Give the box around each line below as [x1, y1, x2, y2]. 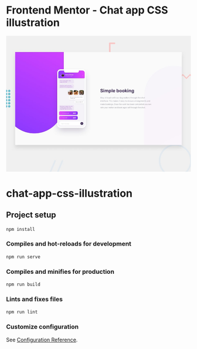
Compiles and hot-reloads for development [6, 240, 132, 248]
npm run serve [6, 254, 41, 260]
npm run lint [6, 309, 38, 315]
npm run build [6, 281, 41, 288]
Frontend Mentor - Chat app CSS [6, 4, 168, 17]
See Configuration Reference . [6, 336, 78, 343]
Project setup [6, 210, 57, 220]
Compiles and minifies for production [6, 267, 114, 276]
